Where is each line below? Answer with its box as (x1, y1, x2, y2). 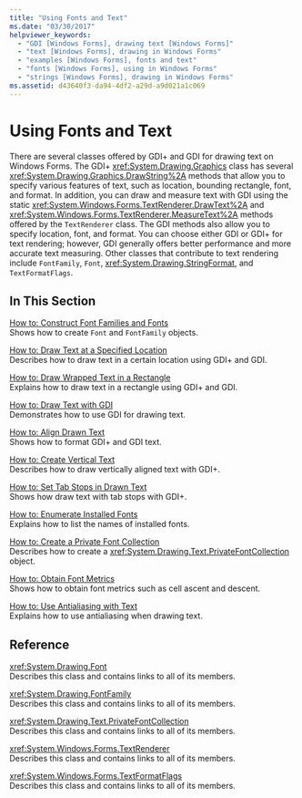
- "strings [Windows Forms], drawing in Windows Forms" (17, 73, 234, 82)
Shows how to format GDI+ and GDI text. (9, 437, 162, 448)
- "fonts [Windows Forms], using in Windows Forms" (17, 65, 218, 74)
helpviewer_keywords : (9, 30, 92, 39)
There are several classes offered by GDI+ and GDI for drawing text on (9, 150, 274, 161)
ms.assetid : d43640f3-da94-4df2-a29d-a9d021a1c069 (9, 81, 206, 90)
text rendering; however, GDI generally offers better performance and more (9, 238, 292, 249)
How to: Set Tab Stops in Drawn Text (9, 482, 147, 492)
